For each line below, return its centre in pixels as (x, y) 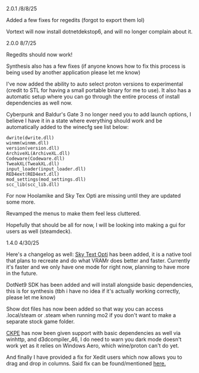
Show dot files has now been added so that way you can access (85, 309)
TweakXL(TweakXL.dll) (33, 164)
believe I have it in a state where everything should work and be (84, 121)
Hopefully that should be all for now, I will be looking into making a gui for (96, 225)
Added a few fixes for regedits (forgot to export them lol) (75, 20)
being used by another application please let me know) (73, 72)
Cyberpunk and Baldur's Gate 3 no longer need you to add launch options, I (99, 114)
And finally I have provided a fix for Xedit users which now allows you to (94, 357)
